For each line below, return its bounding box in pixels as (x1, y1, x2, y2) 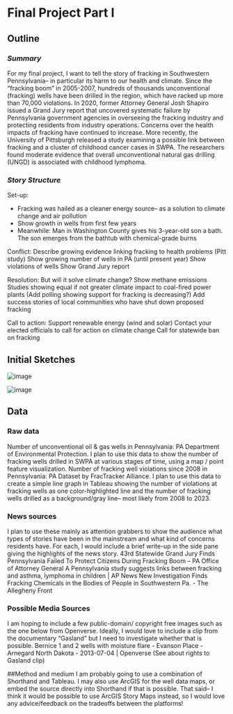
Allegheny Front (7, 586, 53, 594)
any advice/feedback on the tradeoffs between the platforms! (7, 699, 184, 708)
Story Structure (7, 175, 61, 185)
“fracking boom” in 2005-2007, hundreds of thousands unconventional (7, 83, 210, 92)
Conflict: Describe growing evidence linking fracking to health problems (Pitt (7, 248, 227, 256)
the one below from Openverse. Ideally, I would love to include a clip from (7, 627, 218, 635)
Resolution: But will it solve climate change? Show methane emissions (7, 276, 207, 284)
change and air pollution (17, 212, 87, 220)
